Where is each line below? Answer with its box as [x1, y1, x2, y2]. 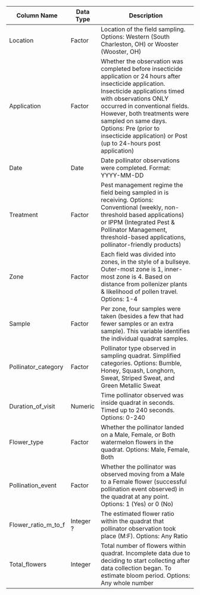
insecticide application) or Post [101, 132, 187, 140]
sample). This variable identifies [101, 327, 190, 335]
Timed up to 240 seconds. [101, 406, 175, 414]
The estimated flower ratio [101, 510, 174, 517]
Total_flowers [9, 560, 46, 568]
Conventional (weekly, [101, 203, 164, 211]
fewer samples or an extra [101, 320, 174, 327]
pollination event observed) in [101, 485, 185, 493]
